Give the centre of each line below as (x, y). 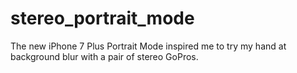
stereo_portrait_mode (102, 18)
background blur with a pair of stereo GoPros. (104, 56)
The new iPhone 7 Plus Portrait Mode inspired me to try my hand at (148, 46)
